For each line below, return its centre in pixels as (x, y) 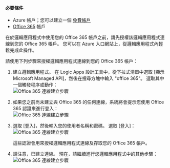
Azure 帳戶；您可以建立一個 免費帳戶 (52, 20)
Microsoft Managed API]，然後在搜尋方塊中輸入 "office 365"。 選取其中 (88, 78)
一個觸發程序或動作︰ (35, 85)
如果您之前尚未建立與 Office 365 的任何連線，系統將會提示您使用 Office (88, 102)
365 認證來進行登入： (36, 109)
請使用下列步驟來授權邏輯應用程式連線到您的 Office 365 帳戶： (72, 61)
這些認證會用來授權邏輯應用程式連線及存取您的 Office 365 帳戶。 (81, 143)
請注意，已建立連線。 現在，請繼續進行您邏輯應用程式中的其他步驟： (85, 154)
